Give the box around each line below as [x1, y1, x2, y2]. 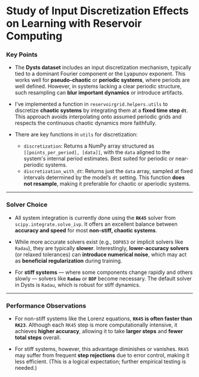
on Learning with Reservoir [6, 17, 142, 30]
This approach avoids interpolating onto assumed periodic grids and [14, 113, 182, 120]
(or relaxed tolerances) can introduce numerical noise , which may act [14, 251, 187, 258]
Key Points [6, 50, 38, 59]
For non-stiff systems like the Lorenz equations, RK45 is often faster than [14, 315, 192, 322]
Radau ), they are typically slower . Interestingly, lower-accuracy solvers [14, 244, 190, 251]
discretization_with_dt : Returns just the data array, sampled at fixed [23, 168, 193, 175]
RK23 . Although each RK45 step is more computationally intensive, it [14, 321, 178, 328]
